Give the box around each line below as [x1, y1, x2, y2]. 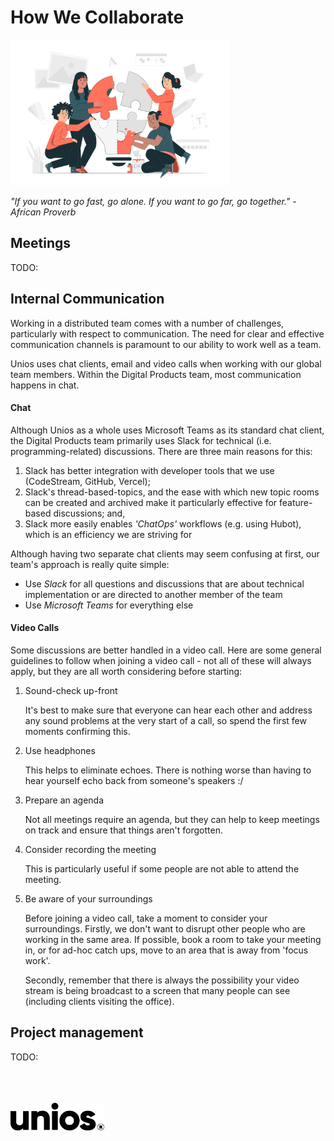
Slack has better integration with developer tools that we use [24, 464, 275, 476]
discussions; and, [53, 507, 126, 519]
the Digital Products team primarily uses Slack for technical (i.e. [10, 434, 272, 446]
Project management [10, 1024, 144, 1041]
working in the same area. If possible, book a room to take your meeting [24, 934, 322, 946]
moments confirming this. [24, 726, 131, 738]
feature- [279, 496, 313, 508]
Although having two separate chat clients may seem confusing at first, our [10, 547, 320, 560]
